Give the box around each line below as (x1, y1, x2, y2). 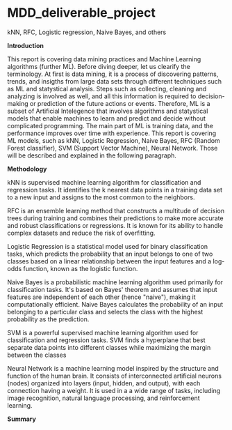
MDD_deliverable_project (7, 5, 156, 21)
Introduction (7, 41, 44, 49)
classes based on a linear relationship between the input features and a (7, 256, 212, 266)
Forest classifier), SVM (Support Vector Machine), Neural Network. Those (7, 144, 218, 152)
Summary (7, 415, 36, 423)
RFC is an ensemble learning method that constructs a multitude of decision (7, 206, 224, 215)
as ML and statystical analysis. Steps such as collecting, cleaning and (7, 84, 207, 93)
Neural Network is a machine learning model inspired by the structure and (7, 364, 219, 372)
